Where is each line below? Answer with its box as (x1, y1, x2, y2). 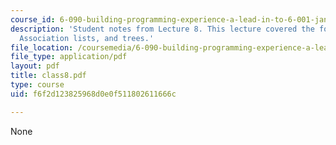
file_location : (10, 42, 74, 53)
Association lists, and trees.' (19, 33, 155, 43)
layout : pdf (10, 61, 60, 71)
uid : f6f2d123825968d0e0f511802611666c (10, 89, 177, 99)
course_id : (10, 14, 56, 25)
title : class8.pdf (10, 71, 87, 81)
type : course (10, 80, 65, 90)
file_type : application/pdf (10, 52, 128, 62)
